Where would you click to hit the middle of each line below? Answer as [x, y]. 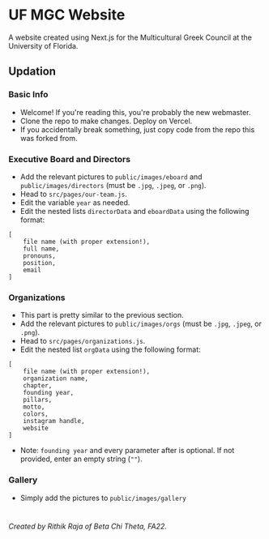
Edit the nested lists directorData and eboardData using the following [134, 211]
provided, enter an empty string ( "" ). [81, 459]
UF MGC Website [67, 15]
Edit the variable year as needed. [75, 202]
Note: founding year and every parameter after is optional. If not [127, 451]
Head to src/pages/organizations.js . [83, 341]
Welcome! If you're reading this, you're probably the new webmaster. [135, 112]
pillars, [38, 400]
